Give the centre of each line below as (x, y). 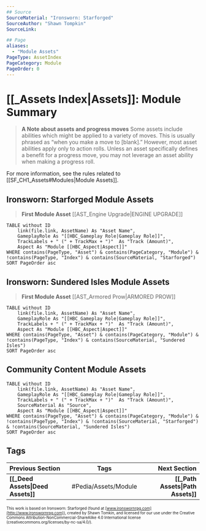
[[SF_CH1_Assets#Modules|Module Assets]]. (63, 180)
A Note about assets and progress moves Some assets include (102, 129)
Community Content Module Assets (76, 370)
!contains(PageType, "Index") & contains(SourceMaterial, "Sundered (96, 340)
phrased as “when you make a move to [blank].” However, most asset (109, 142)
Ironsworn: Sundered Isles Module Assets (88, 282)
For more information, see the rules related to (63, 174)
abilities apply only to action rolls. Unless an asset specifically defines (109, 149)
